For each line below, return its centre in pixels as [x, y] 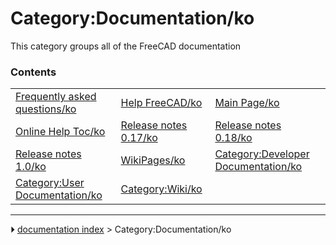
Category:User [50, 183]
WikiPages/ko [153, 160]
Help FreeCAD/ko [161, 103]
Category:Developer [262, 154]
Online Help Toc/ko [60, 132]
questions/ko [46, 109]
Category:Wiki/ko [161, 189]
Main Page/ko [247, 103]
